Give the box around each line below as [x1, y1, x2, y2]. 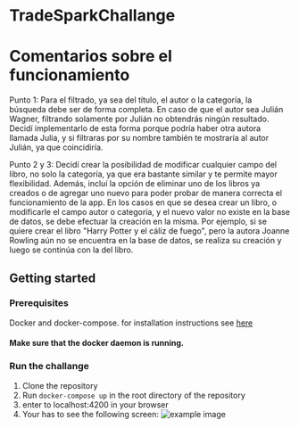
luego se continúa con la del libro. [9, 244, 134, 255]
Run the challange [9, 360, 89, 373]
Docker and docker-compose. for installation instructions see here [9, 317, 253, 328]
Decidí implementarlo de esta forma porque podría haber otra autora [9, 123, 262, 134]
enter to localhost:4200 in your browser [21, 399, 169, 410]
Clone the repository [21, 380, 98, 391]
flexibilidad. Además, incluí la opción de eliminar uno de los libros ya [9, 178, 261, 189]
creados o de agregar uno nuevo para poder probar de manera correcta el [9, 188, 283, 199]
